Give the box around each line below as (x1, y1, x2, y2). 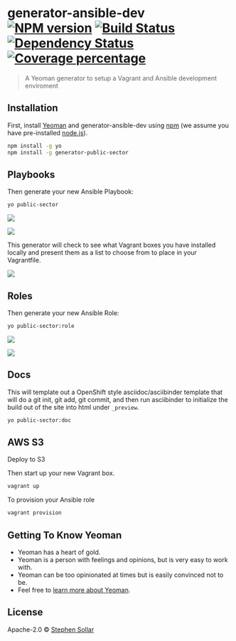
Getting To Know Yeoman (7, 529, 122, 541)
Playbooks (7, 169, 55, 181)
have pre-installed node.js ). (7, 128, 88, 137)
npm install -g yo (7, 142, 62, 149)
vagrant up (7, 482, 40, 490)
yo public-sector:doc (7, 416, 72, 424)
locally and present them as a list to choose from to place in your (7, 248, 198, 257)
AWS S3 (7, 436, 44, 448)
